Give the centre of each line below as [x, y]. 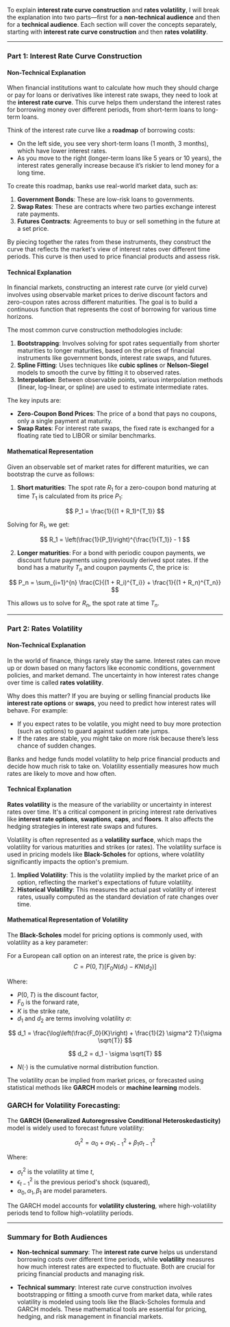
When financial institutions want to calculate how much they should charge [113, 88]
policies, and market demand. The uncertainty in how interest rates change [113, 675]
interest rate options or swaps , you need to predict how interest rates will [112, 703]
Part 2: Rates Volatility [45, 629]
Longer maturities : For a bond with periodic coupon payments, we [111, 553]
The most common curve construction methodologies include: [95, 330]
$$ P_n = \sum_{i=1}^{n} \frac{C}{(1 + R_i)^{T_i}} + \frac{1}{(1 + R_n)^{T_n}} [115, 582]
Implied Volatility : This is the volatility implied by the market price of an [118, 875]
